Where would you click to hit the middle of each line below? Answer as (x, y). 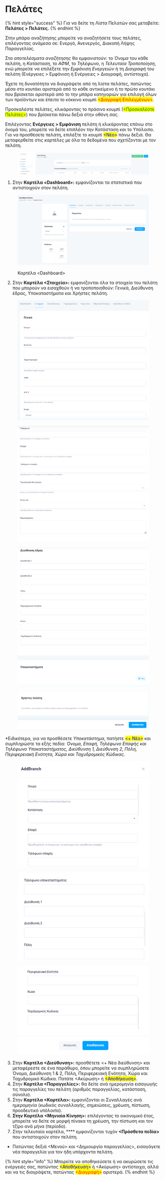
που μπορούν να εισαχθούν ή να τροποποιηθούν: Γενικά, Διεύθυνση (83, 288)
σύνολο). (22, 1095)
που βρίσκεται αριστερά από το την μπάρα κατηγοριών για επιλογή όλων (81, 94)
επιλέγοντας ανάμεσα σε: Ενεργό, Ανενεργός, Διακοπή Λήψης (70, 43)
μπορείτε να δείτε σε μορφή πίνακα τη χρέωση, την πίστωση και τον (83, 1121)
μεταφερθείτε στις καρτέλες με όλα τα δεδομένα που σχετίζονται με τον (81, 140)
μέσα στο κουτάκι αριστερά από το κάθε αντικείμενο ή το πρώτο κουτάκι (80, 89)
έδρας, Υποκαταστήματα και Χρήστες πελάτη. (60, 293)
